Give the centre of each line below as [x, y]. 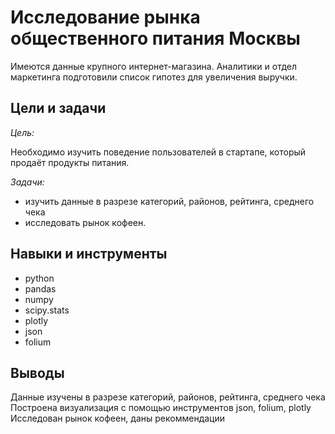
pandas [40, 288]
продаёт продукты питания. [70, 162]
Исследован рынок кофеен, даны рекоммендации [117, 418]
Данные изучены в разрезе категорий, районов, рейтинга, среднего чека [168, 397]
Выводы [37, 372]
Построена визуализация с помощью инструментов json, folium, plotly [161, 408]
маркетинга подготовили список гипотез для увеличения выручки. [154, 77]
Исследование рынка [105, 17]
